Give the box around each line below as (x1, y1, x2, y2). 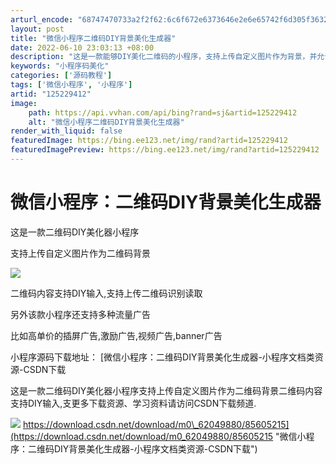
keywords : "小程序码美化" (10, 61, 110, 71)
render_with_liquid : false (10, 126, 123, 136)
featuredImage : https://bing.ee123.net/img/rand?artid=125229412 (10, 136, 288, 146)
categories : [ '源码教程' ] (10, 71, 113, 81)
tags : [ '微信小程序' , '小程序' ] (10, 80, 133, 90)
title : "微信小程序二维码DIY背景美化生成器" (10, 33, 177, 43)
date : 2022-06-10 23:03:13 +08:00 (10, 42, 155, 53)
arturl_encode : (10, 14, 74, 25)
